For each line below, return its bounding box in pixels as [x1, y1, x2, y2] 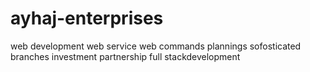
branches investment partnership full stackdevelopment [10, 50, 241, 62]
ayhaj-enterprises [10, 7, 164, 30]
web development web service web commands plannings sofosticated [10, 40, 302, 52]
